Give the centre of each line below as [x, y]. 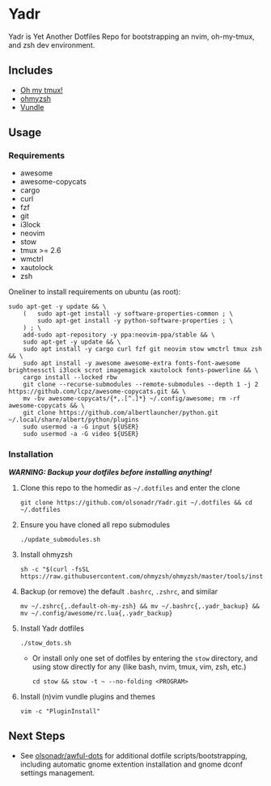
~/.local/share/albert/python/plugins [74, 420]
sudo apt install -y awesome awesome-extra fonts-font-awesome [132, 363]
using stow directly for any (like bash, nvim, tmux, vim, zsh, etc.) [139, 666]
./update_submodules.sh [60, 539]
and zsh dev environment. [52, 44]
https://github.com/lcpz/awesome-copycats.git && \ [97, 392]
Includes [31, 71]
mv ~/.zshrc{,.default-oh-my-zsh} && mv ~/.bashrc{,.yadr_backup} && [140, 606]
